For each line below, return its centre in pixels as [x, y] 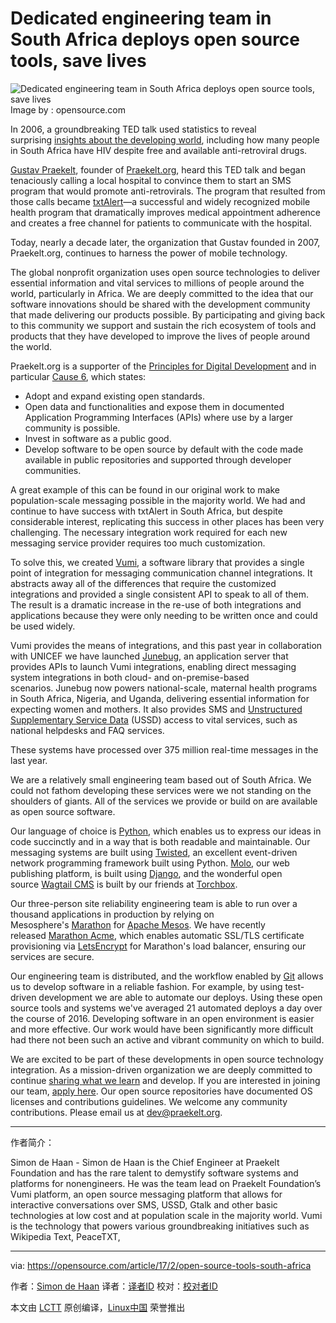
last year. [29, 760]
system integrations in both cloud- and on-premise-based [130, 677]
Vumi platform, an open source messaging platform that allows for [146, 1194]
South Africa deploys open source [155, 39]
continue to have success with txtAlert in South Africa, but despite [146, 511]
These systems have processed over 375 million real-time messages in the [164, 749]
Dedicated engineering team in [141, 18]
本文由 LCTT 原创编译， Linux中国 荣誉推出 [98, 1307]
